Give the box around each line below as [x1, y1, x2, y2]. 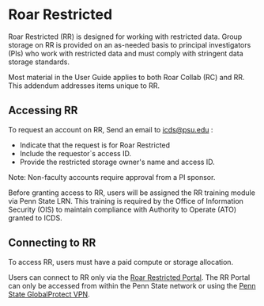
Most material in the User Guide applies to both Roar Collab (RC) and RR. [8, 72, 245, 82]
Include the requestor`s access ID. [19, 148, 132, 158]
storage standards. [8, 57, 70, 67]
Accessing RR [8, 104, 78, 117]
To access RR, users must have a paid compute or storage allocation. [8, 257, 234, 266]
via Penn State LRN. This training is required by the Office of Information [8, 196, 243, 205]
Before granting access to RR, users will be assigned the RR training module [8, 188, 255, 197]
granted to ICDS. [8, 212, 62, 223]
